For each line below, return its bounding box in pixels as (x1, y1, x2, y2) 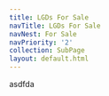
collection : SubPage (9, 46, 86, 55)
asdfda (9, 79, 35, 89)
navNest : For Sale (9, 29, 77, 38)
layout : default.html (9, 54, 90, 63)
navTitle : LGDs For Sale (9, 21, 101, 30)
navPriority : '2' (9, 37, 74, 47)
